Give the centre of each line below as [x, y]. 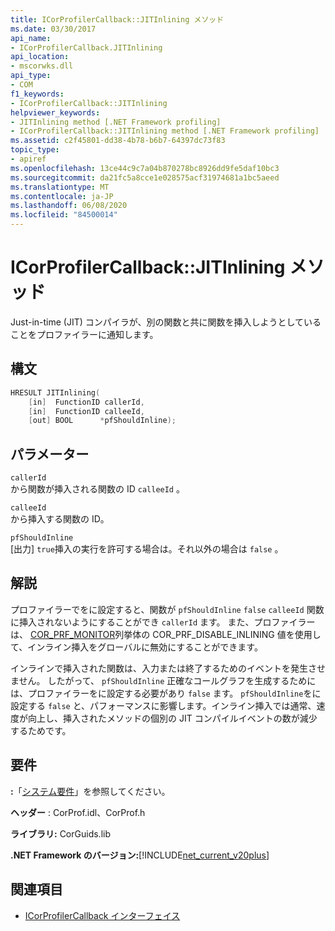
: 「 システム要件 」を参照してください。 [90, 791]
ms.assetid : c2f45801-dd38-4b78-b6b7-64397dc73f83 [118, 141]
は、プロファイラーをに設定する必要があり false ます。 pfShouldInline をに [166, 693]
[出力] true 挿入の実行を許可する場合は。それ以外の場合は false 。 [147, 549]
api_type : [31, 76]
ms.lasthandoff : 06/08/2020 [69, 206]
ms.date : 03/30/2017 [53, 29]
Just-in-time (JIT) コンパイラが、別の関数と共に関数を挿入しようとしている [166, 322]
